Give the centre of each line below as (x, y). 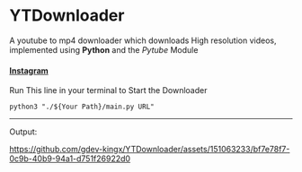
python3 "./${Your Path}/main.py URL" (82, 107)
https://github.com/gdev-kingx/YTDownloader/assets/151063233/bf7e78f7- (150, 150)
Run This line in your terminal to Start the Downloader (108, 90)
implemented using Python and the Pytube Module (104, 49)
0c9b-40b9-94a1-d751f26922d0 (70, 159)
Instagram (29, 70)
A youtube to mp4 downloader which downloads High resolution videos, (143, 40)
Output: (23, 132)
